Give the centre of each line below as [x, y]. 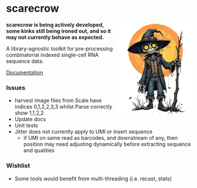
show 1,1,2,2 [29, 113]
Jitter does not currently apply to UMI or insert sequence [84, 132]
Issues [16, 88]
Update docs [30, 119]
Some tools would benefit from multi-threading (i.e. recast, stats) [93, 179]
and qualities [39, 150]
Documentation [25, 72]
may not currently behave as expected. [55, 37]
